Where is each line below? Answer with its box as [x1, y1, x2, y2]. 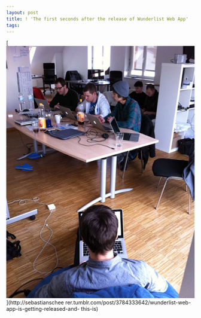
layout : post [6, 10, 39, 16]
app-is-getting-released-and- [6, 305, 80, 312]
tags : [6, 22, 20, 28]
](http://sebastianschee [6, 299, 64, 306]
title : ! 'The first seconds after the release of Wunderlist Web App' [6, 16, 188, 22]
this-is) [80, 305, 99, 312]
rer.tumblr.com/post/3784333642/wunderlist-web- [65, 299, 191, 306]
